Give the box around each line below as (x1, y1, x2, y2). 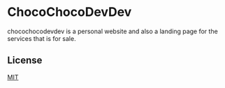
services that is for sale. (7, 34, 76, 42)
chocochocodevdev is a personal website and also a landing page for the (7, 27, 218, 35)
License (7, 55, 43, 67)
